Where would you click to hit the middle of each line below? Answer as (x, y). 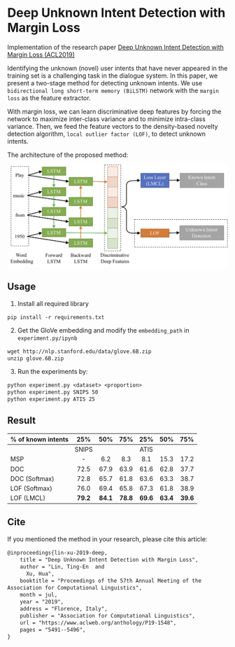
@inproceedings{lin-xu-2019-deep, (58, 552)
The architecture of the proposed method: (68, 155)
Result (22, 420)
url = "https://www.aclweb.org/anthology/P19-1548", (98, 622)
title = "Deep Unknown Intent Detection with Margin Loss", (109, 559)
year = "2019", (42, 601)
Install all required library (53, 303)
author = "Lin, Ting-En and (62, 566)
